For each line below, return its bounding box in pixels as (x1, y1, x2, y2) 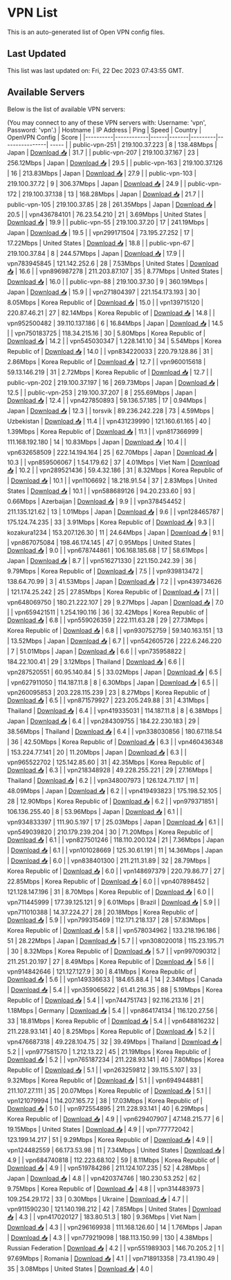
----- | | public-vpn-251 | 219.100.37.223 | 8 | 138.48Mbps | (49, 140, 217, 148)
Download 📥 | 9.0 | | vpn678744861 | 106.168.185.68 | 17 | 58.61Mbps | (7, 546, 208, 554)
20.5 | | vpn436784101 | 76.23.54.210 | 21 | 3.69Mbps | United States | (7, 210, 206, 218)
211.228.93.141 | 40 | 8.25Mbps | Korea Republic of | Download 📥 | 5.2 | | (7, 1027, 215, 1035)
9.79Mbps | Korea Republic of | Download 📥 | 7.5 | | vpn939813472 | (7, 567, 203, 575)
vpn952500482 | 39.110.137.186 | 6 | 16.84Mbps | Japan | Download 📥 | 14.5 (7, 319, 223, 327)
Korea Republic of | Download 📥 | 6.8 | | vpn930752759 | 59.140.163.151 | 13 (7, 626, 223, 634)
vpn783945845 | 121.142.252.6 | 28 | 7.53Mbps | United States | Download (7, 259, 219, 268)
